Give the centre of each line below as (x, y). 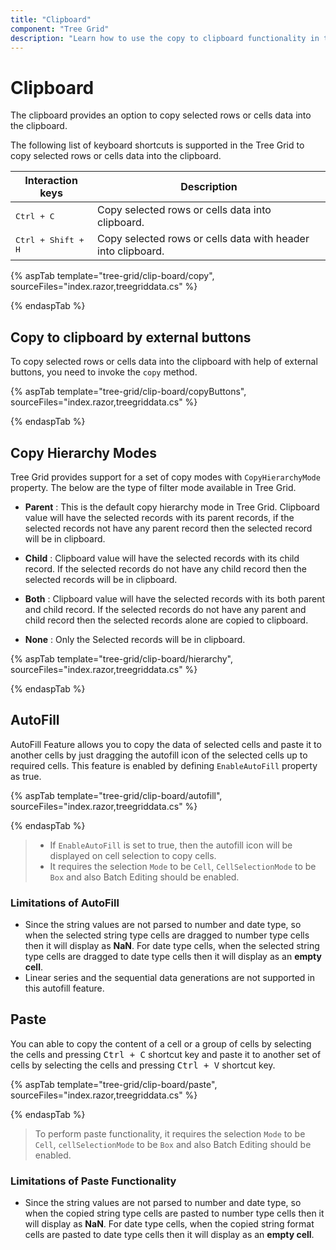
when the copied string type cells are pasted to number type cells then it (174, 1213)
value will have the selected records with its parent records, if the (159, 517)
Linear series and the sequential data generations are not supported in (169, 978)
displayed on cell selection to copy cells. (133, 855)
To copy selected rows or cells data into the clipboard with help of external (164, 362)
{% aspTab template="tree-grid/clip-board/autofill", (116, 795)
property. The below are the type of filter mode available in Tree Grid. (153, 487)
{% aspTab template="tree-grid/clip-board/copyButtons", (128, 392)
